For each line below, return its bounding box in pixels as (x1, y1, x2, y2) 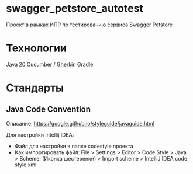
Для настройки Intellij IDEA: (6, 131, 74, 138)
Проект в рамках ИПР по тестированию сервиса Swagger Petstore (6, 21, 173, 28)
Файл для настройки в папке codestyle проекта (14, 142, 133, 149)
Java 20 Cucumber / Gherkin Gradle (6, 61, 94, 68)
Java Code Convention (6, 105, 91, 114)
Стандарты (6, 81, 64, 95)
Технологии (6, 41, 67, 55)
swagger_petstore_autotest (6, 2, 143, 15)
